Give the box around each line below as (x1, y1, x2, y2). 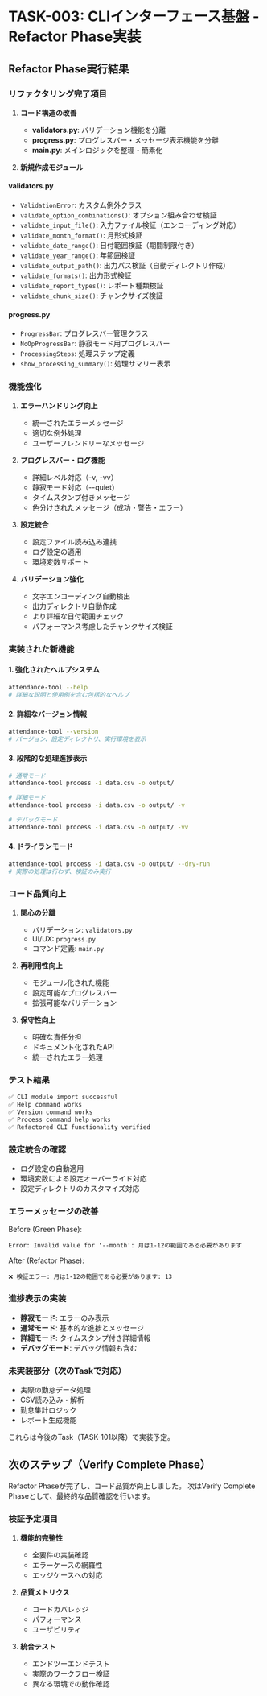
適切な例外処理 (31, 428, 82, 437)
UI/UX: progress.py (31, 934, 97, 944)
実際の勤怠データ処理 (19, 1384, 91, 1394)
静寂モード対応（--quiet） (31, 482, 119, 492)
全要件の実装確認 (31, 1550, 89, 1560)
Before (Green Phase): (8, 1225, 83, 1235)
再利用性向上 (19, 961, 63, 970)
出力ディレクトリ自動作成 (31, 601, 117, 610)
